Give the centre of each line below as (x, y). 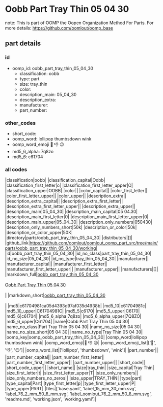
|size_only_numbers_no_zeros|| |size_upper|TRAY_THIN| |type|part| (73, 378)
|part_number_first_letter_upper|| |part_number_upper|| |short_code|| (75, 363)
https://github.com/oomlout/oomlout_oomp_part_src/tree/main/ (94, 243)
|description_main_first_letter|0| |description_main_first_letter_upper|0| (77, 217)
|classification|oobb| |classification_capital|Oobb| (55, 180)
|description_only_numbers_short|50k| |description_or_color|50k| (71, 227)
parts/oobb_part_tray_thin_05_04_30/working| (51, 248)
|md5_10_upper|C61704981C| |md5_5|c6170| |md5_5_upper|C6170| (72, 311)
